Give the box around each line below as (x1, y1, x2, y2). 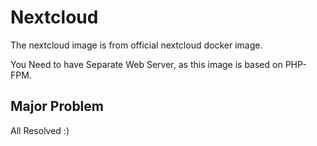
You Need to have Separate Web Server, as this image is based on (10, 58, 283, 70)
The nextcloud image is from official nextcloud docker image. (10, 39, 263, 51)
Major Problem (10, 98, 104, 115)
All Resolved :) (10, 124, 70, 136)
